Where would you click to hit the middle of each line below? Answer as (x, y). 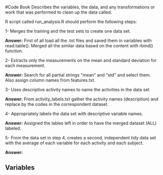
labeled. (13, 128)
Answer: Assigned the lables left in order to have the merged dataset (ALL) (81, 123)
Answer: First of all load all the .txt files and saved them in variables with (78, 40)
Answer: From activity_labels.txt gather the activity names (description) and (82, 99)
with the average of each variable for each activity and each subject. (74, 143)
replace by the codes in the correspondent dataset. (57, 104)
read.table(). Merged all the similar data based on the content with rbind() (79, 46)
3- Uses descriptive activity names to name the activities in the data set (77, 89)
